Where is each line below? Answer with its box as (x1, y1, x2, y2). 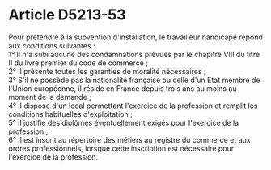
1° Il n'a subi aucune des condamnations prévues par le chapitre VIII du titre (8, 49, 260, 59)
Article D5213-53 (8, 6, 127, 24)
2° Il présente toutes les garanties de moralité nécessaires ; (8, 66, 206, 76)
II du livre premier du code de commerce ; (8, 58, 148, 68)
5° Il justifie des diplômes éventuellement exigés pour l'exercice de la (8, 118, 239, 127)
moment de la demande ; (8, 92, 91, 102)
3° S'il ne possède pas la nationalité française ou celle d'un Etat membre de (8, 75, 260, 85)
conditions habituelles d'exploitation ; (8, 109, 133, 118)
